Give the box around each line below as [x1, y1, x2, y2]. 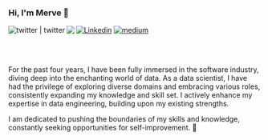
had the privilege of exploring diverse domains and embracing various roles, [8, 82, 261, 91]
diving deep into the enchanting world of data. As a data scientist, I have [8, 74, 248, 83]
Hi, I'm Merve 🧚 [8, 7, 70, 18]
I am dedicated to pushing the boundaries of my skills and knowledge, [8, 114, 241, 124]
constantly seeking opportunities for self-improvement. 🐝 [8, 123, 197, 133]
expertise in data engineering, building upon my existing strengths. [8, 99, 229, 109]
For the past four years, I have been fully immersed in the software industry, [8, 65, 259, 74]
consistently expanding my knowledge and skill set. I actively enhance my [8, 90, 253, 100]
